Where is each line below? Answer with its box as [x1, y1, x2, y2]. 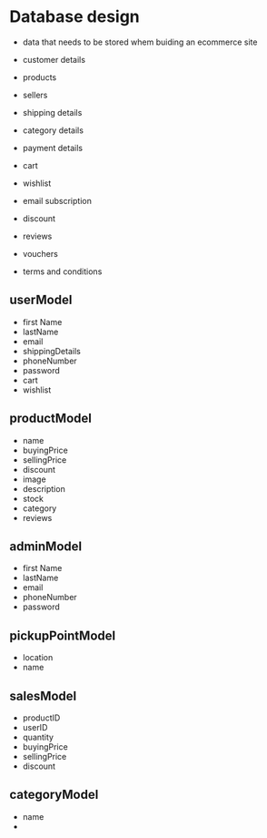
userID [22, 722, 48, 732]
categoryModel [9, 787, 99, 802]
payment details [22, 142, 84, 153]
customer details [22, 54, 86, 65]
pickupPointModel [9, 628, 116, 643]
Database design [9, 6, 141, 27]
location [22, 652, 54, 663]
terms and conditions [22, 266, 103, 277]
